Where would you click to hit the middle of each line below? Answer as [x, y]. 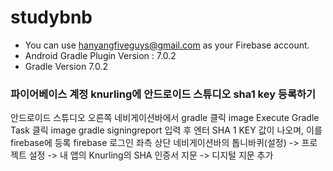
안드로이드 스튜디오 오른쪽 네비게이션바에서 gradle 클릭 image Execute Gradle [165, 118]
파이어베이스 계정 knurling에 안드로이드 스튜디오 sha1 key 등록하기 [163, 94]
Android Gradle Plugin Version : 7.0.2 [100, 55]
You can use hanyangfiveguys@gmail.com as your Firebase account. [167, 45]
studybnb [51, 17]
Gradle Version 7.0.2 [66, 66]
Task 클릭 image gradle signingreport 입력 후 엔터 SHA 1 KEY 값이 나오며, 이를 [166, 130]
